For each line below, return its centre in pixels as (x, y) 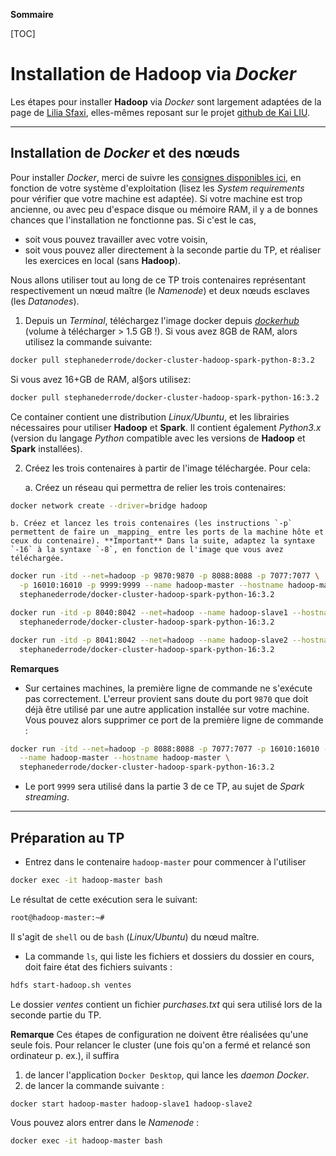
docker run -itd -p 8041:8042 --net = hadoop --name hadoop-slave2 (149, 640)
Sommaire (32, 14)
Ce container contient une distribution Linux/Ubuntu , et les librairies (150, 416)
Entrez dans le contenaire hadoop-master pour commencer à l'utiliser (165, 861)
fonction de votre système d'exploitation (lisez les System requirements (157, 188)
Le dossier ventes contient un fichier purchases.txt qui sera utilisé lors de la (166, 1004)
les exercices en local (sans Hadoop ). (102, 260)
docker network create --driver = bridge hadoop (109, 505)
